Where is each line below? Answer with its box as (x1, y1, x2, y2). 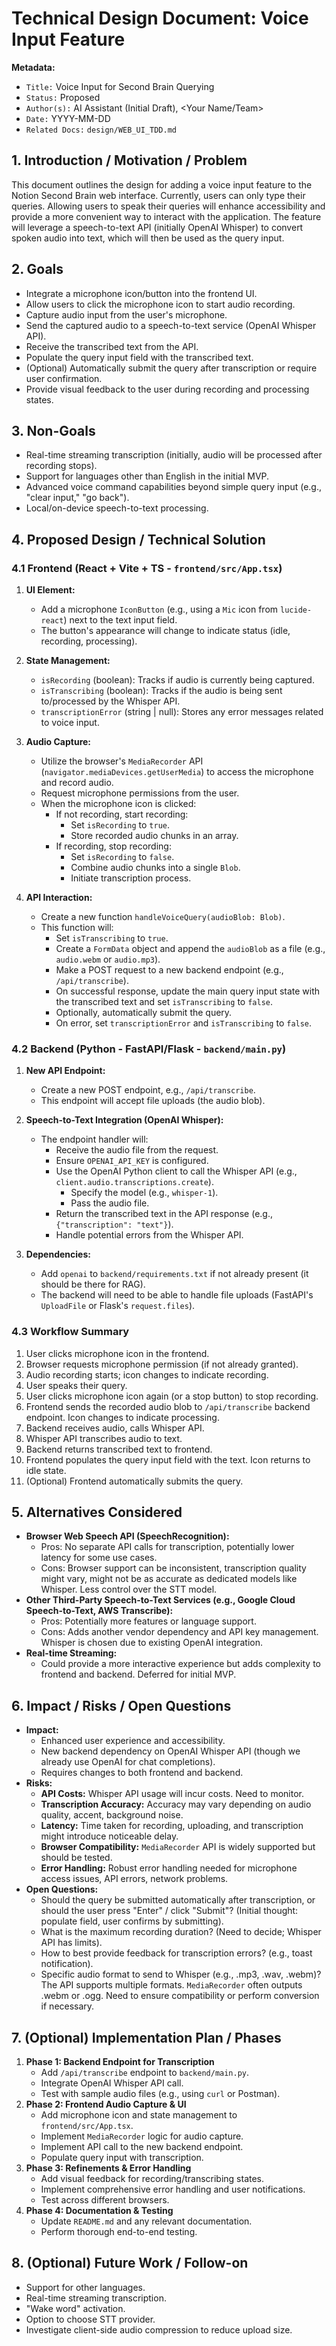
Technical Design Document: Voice (11, 7, 309, 30)
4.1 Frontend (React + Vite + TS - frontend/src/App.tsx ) (11, 561, 283, 575)
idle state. (25, 1464, 67, 1476)
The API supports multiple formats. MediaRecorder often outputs (40, 1979, 303, 1991)
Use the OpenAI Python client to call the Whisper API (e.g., (55, 1165, 298, 1177)
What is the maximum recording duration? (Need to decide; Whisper (40, 1926, 322, 1938)
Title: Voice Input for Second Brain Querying (25, 80, 215, 92)
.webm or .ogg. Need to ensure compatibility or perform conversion (40, 1990, 320, 2002)
